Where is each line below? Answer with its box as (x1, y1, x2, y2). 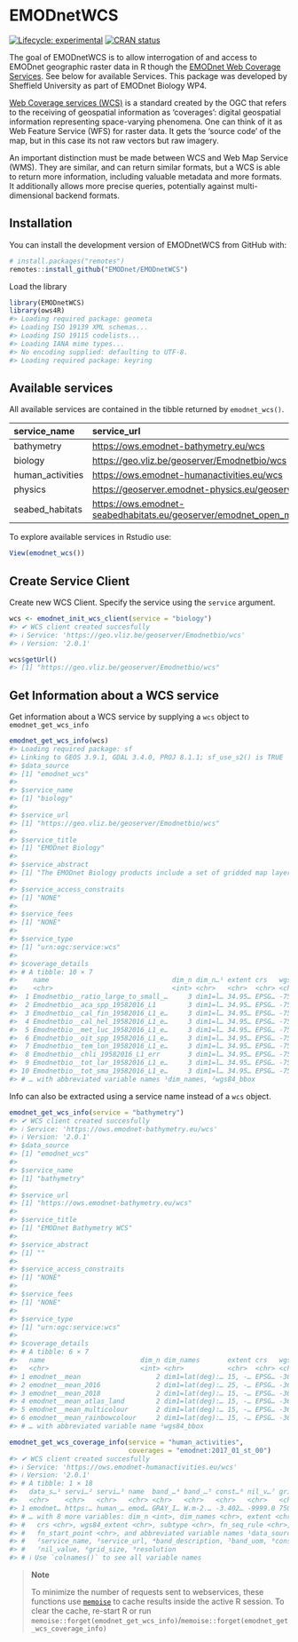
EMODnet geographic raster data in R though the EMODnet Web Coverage (9, 61, 281, 72)
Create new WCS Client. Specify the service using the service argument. (9, 597, 276, 607)
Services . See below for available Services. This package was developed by (9, 70, 288, 81)
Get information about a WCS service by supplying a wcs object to (9, 711, 250, 722)
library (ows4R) (9, 306, 66, 315)
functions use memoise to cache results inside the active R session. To (30, 1596, 285, 1607)
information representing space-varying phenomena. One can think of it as (9, 116, 283, 127)
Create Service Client (9, 574, 130, 589)
